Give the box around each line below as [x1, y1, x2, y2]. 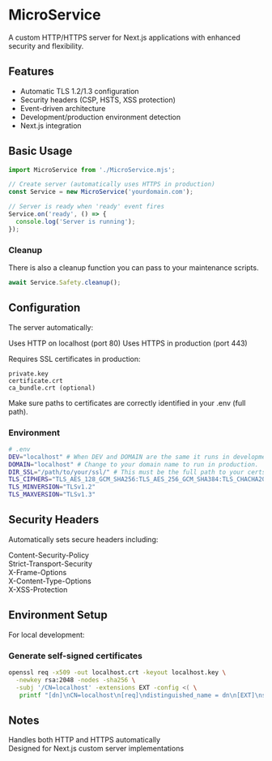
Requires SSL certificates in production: [8, 354, 141, 363]
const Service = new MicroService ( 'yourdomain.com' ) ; [8, 188, 194, 196]
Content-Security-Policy [8, 550, 89, 560]
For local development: [8, 630, 85, 639]
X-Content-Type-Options [8, 576, 91, 586]
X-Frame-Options [8, 567, 67, 577]
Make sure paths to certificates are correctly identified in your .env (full [8, 398, 246, 407]
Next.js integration [19, 120, 83, 131]
